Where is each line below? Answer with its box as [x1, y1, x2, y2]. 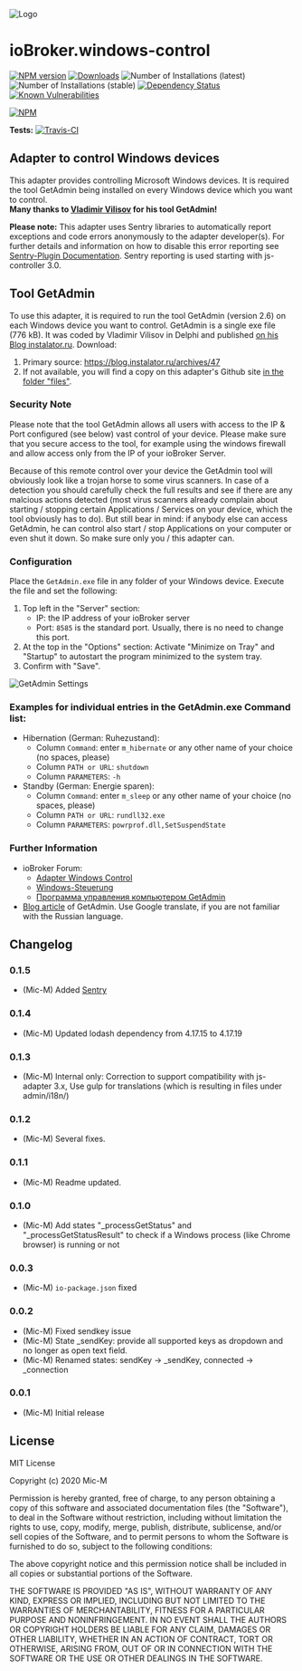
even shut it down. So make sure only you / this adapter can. [9, 533, 235, 543]
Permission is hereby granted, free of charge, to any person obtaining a [9, 1493, 276, 1503]
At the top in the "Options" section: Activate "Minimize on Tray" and [22, 641, 276, 652]
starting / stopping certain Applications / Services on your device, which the [9, 504, 293, 514]
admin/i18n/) [22, 1090, 70, 1101]
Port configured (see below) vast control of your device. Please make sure [9, 428, 287, 439]
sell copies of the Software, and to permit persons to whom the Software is [9, 1531, 289, 1541]
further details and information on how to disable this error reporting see [9, 240, 279, 251]
